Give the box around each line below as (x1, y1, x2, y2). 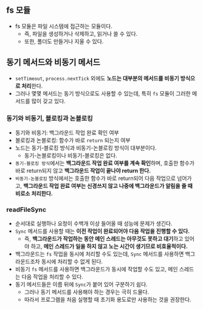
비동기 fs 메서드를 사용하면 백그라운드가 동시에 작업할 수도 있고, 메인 (15, 266, 178, 273)
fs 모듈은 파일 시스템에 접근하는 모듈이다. (15, 23, 112, 30)
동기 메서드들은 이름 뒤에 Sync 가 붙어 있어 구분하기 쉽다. (15, 281, 148, 288)
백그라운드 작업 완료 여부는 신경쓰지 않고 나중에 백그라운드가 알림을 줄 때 (23, 182, 193, 189)
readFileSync (6, 205, 47, 214)
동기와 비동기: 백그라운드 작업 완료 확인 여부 (15, 129, 120, 136)
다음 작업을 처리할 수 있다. (21, 273, 84, 280)
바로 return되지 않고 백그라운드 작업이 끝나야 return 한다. (15, 167, 151, 174)
